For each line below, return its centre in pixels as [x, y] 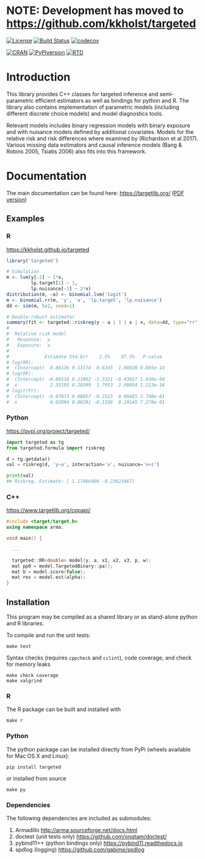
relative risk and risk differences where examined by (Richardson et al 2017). [103, 138]
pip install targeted [34, 767]
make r [15, 721]
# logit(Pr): [23, 391]
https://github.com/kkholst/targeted [101, 24]
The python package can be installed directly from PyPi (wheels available [99, 749]
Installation [28, 602]
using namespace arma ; [35, 527]
